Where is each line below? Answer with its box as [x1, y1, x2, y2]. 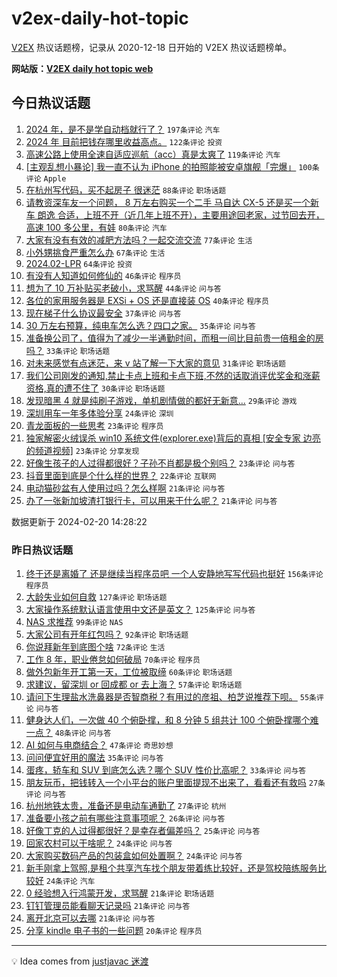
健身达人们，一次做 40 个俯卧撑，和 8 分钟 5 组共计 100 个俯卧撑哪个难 [25, 714, 319, 726]
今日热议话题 [11, 95, 91, 112]
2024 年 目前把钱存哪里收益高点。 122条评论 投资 [25, 135, 223, 147]
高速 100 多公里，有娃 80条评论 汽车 [25, 221, 168, 233]
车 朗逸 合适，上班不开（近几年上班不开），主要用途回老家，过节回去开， [25, 208, 325, 221]
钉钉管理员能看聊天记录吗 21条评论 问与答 [25, 900, 191, 912]
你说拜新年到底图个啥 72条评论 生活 [25, 641, 166, 653]
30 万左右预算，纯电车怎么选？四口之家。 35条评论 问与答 [25, 319, 256, 331]
